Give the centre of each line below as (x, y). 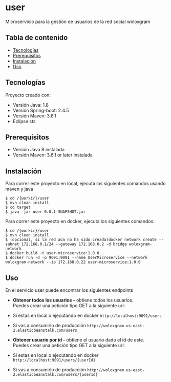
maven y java (19, 189)
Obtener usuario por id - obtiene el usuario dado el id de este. (79, 340)
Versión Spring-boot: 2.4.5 (41, 110)
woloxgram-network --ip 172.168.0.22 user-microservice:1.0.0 (73, 262)
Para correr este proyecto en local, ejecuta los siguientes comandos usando (85, 184)
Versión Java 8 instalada (39, 150)
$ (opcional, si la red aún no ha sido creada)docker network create (81, 240)
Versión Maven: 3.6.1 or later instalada (53, 155)
